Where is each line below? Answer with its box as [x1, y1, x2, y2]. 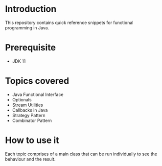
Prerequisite [5, 42, 56, 53]
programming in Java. [5, 24, 49, 30]
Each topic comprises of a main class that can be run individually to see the [5, 151, 158, 157]
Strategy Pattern [12, 112, 46, 118]
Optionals [12, 96, 32, 102]
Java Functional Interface [12, 92, 64, 97]
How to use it [5, 135, 60, 145]
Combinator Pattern [12, 118, 52, 123]
